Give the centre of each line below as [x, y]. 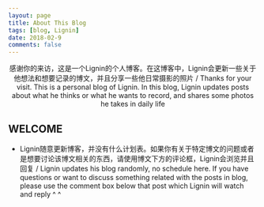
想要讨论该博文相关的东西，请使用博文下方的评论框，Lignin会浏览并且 [140, 158]
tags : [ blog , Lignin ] [44, 30]
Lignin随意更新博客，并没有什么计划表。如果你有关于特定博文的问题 [130, 149]
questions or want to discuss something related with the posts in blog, [134, 177]
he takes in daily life [133, 104]
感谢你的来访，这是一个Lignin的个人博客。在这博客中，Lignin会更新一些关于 [133, 69]
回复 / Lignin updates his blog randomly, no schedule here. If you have [134, 168]
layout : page [30, 15]
